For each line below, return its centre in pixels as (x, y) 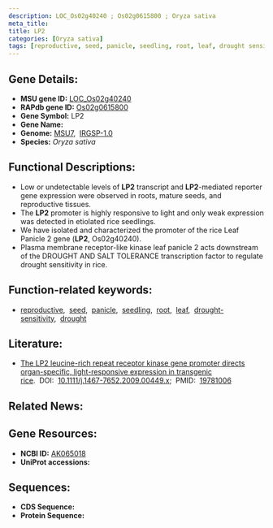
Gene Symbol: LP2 (52, 115)
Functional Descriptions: (72, 167)
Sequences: (39, 487)
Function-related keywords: (80, 290)
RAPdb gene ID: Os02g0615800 (74, 107)
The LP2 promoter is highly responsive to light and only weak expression (142, 213)
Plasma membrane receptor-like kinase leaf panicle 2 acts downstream (139, 247)
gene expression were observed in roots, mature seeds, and (121, 195)
